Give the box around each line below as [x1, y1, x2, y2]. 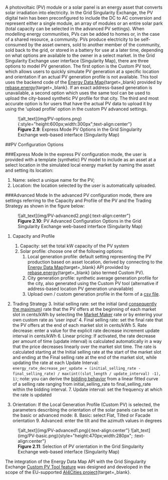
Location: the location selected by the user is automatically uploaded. [12, 182, 156, 188]
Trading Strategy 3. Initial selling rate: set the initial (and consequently [12, 301, 157, 307]
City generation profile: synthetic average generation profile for [27, 275, 158, 281]
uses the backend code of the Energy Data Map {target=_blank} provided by [5, 79, 162, 85]
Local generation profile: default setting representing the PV [27, 254, 151, 259]
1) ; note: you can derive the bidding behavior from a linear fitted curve [12, 376, 158, 382]
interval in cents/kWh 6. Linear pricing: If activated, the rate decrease [12, 333, 156, 339]
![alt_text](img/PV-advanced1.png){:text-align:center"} [18, 428, 130, 433]
